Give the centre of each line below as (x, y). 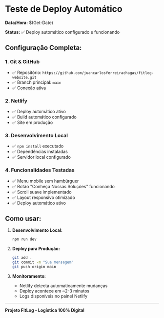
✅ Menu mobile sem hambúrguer (45, 181)
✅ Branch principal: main (37, 82)
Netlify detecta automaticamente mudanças (63, 286)
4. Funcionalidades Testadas (40, 170)
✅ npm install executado (38, 146)
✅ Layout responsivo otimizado (44, 197)
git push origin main (34, 267)
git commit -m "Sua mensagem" (43, 262)
